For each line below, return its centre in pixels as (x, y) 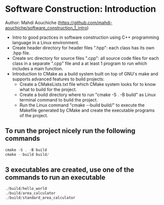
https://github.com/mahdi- (86, 23)
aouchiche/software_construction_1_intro (46, 27)
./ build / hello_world (26, 189)
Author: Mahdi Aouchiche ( (32, 23)
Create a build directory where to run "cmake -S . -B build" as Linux (88, 95)
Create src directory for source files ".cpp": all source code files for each (85, 58)
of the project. (34, 115)
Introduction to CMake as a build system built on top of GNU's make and (85, 74)
